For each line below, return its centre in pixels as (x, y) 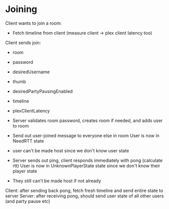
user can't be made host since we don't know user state (71, 150)
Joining (21, 9)
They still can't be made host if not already (57, 181)
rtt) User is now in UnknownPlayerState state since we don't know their (86, 166)
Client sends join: (23, 42)
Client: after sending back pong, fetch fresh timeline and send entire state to (84, 190)
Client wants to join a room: (33, 23)
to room (21, 126)
